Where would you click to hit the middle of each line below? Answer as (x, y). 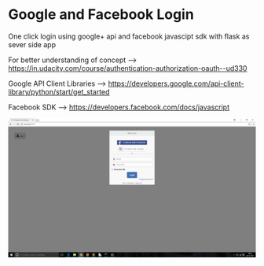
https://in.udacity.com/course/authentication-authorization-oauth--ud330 (128, 68)
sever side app (32, 44)
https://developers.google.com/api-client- (176, 83)
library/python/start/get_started (59, 91)
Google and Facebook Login (101, 15)
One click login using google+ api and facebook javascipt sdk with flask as (129, 36)
